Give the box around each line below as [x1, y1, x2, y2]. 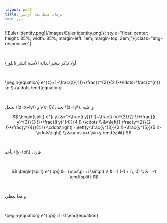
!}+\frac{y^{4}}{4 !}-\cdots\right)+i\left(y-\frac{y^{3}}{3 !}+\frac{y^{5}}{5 [5, 124, 156, 130]
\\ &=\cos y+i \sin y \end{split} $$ [63, 130, 131, 136]
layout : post [5, 7, 32, 12]
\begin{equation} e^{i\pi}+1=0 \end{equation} [5, 213, 99, 219]
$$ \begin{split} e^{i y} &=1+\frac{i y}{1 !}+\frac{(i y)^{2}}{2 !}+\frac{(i [12, 114, 156, 120]
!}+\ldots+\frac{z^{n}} [115, 79, 161, 85]
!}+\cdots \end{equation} [10, 85, 62, 91]
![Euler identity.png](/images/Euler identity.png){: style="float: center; [5, 30, 149, 36]
